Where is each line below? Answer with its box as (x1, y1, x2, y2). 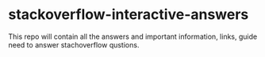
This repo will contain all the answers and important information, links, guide (8, 32, 258, 41)
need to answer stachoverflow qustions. (8, 40, 140, 49)
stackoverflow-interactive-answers (8, 6, 249, 24)
